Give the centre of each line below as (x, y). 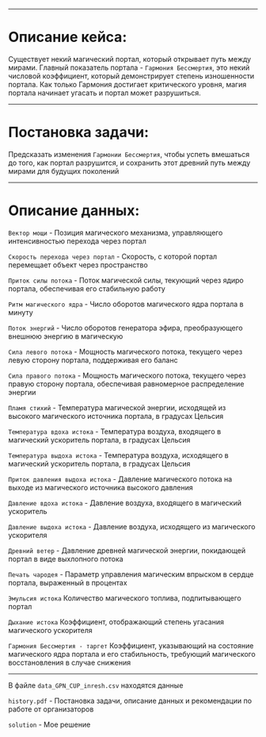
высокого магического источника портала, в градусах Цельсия (116, 416)
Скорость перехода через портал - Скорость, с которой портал (113, 256)
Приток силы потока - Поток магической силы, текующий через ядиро (126, 280)
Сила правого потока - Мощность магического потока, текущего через (127, 375)
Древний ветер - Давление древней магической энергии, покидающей (127, 550)
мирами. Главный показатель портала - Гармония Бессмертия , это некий (129, 67)
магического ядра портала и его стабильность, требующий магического (132, 654)
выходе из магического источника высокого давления (101, 487)
